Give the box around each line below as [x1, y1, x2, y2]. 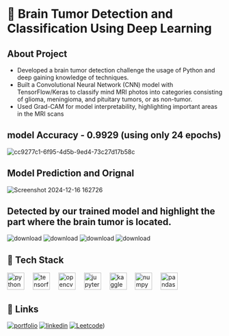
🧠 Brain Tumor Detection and [7, 6, 173, 22]
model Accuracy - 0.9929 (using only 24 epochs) [7, 129, 221, 141]
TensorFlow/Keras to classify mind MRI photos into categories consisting [16, 88, 223, 96]
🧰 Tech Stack [7, 254, 64, 266]
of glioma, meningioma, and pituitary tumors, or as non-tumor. [16, 95, 193, 103]
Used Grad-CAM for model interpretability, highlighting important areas [16, 103, 217, 110]
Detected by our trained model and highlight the [7, 205, 215, 218]
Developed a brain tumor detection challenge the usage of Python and [16, 66, 215, 74]
